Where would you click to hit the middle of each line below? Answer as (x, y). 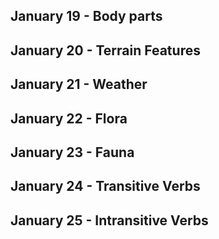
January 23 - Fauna (72, 152)
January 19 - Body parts (86, 16)
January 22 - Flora (69, 118)
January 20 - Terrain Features (105, 50)
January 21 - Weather (79, 84)
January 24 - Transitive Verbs (105, 186)
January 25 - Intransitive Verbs (109, 220)
